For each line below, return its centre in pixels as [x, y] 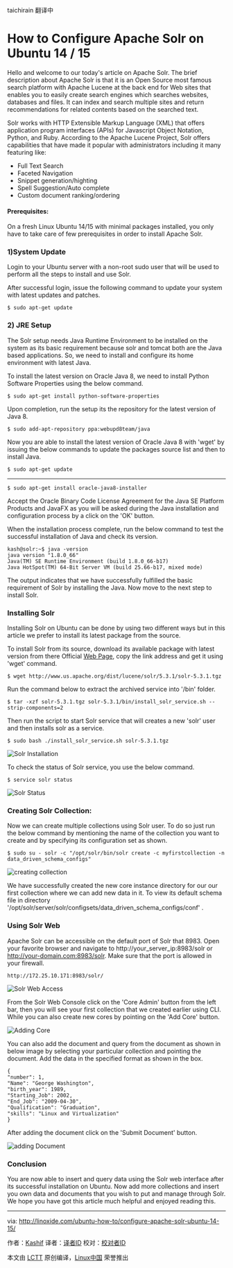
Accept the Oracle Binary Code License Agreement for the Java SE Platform [115, 501]
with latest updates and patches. [54, 295]
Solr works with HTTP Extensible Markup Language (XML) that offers [106, 123]
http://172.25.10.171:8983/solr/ [55, 976]
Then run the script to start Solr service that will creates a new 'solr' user [111, 721]
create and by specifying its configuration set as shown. [87, 841]
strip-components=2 [35, 708]
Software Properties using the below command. [75, 383]
